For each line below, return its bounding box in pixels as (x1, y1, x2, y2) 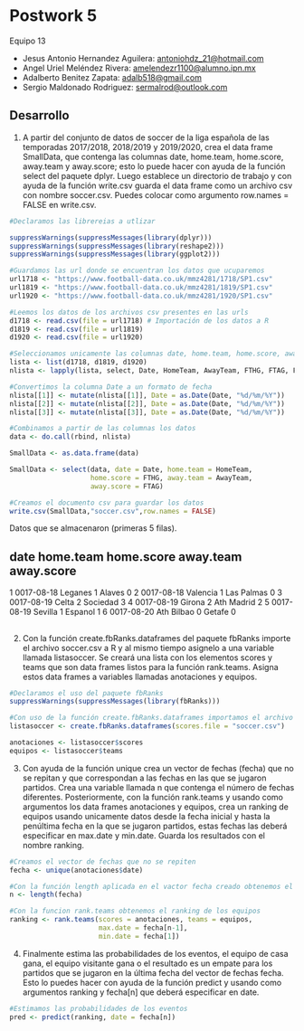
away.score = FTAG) (90, 481, 165, 491)
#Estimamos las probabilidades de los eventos (9, 1004, 188, 1013)
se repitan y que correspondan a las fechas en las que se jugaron (22, 772, 267, 783)
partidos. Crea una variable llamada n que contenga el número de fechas (22, 781, 295, 792)
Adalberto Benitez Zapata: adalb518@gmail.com (22, 71, 202, 82)
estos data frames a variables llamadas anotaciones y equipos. (22, 671, 258, 682)
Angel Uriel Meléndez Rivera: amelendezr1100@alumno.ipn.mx (22, 62, 256, 73)
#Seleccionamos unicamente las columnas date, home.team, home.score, (9, 349, 281, 358)
